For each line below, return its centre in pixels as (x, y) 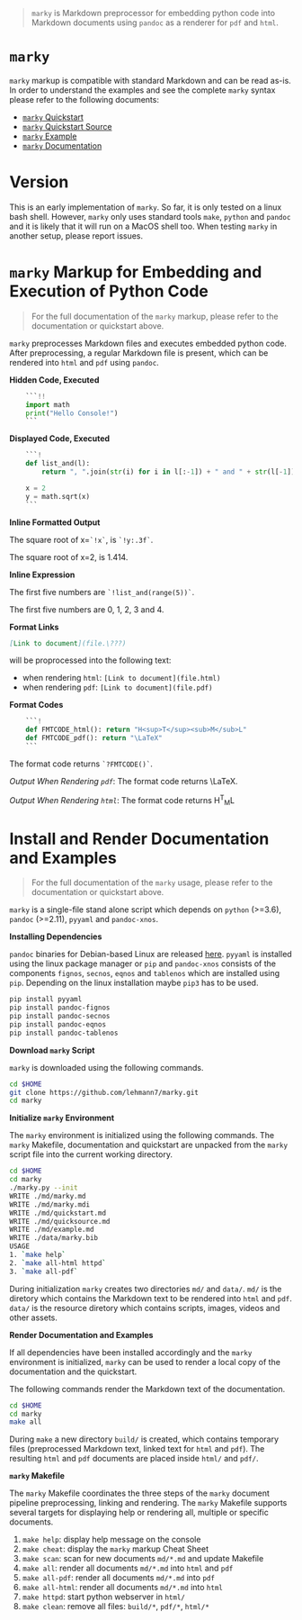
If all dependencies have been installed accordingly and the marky (131, 1352)
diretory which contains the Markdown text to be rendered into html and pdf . (151, 1298)
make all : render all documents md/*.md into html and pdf (128, 1568)
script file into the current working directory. (91, 1154)
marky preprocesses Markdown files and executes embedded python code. (148, 343)
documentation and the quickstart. (73, 1371)
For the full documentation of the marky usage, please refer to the (152, 882)
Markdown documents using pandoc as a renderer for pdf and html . (155, 23)
